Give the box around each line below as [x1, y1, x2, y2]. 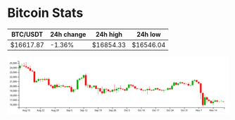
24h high [95, 30, 123, 39]
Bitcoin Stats [7, 5, 84, 21]
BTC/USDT [11, 30, 44, 39]
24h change [50, 30, 87, 39]
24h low [136, 30, 161, 39]
